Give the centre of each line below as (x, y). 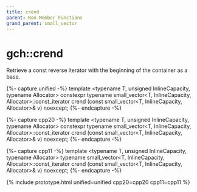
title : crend (23, 12)
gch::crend (35, 53)
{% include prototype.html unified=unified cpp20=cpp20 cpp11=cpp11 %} (98, 182)
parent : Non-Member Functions (45, 18)
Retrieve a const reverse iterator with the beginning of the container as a (97, 70)
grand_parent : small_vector (42, 23)
